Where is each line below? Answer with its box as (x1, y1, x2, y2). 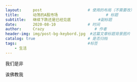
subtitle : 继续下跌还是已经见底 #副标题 (5, 17, 112, 22)
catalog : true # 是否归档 (5, 36, 108, 42)
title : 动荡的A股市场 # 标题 (5, 12, 119, 17)
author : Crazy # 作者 (5, 27, 107, 32)
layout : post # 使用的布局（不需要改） (5, 7, 134, 13)
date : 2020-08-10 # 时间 (5, 22, 100, 27)
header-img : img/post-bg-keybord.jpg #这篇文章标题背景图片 (5, 31, 130, 36)
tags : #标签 (5, 41, 98, 46)
